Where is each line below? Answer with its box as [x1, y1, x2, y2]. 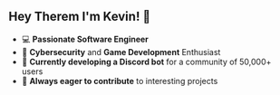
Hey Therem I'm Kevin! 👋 [8, 9, 151, 24]
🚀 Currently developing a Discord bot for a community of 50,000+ [21, 56, 272, 67]
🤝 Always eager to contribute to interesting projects [21, 75, 218, 86]
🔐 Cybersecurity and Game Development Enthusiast [21, 46, 221, 57]
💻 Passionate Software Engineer [21, 33, 149, 44]
